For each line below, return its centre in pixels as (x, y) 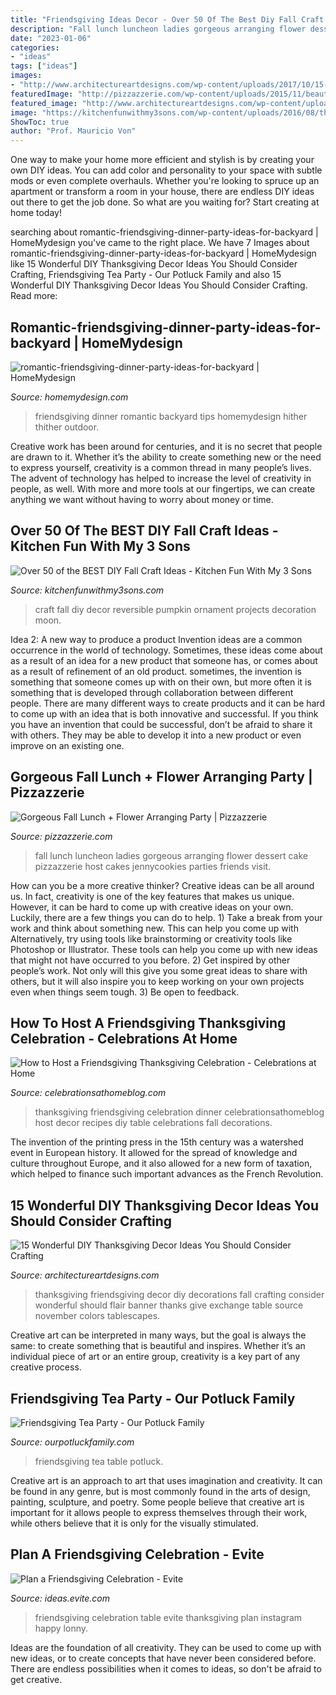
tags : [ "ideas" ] (44, 66)
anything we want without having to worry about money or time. (142, 499)
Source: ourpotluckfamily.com (72, 1442)
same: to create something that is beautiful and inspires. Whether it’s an (158, 1346)
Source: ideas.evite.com (60, 1598)
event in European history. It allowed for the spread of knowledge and (154, 1153)
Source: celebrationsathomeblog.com (88, 1093)
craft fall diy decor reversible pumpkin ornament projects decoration (175, 609)
